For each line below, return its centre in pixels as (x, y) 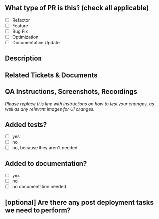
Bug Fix (20, 31)
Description (23, 58)
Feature (20, 25)
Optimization (25, 37)
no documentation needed (39, 186)
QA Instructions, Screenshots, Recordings (71, 92)
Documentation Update (36, 43)
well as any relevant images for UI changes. (50, 109)
